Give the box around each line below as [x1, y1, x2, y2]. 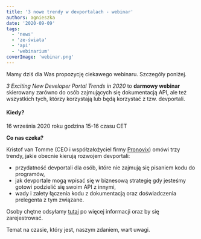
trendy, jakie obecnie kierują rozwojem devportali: [6, 152, 130, 159]
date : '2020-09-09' [6, 20, 56, 26]
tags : [6, 25, 20, 32]
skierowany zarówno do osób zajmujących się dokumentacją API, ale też [6, 88, 187, 96]
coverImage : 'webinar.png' [6, 54, 74, 60]
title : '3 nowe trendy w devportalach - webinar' [6, 8, 134, 15]
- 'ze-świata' [11, 37, 47, 43]
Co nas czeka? [6, 134, 44, 141]
